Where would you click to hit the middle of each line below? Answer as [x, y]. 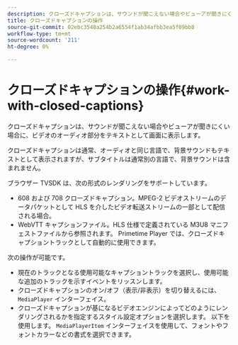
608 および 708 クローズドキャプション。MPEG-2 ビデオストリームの [119, 198]
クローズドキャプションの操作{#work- [119, 90]
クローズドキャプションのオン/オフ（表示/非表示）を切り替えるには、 [119, 290]
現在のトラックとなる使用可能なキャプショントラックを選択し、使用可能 [123, 272]
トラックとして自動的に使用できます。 [104, 242]
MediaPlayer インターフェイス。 [64, 299]
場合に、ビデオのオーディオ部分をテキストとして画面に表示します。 [106, 135]
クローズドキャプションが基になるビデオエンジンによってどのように [117, 307]
